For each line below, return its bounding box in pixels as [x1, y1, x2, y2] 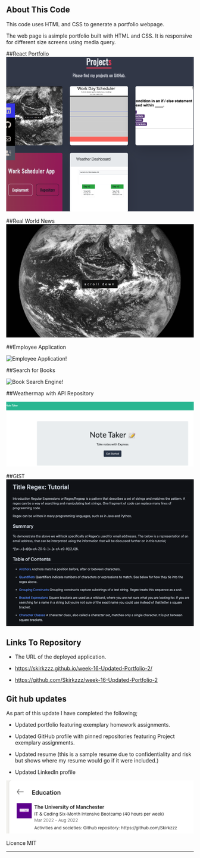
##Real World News [6, 217, 55, 225]
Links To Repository [6, 637, 82, 647]
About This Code [6, 5, 70, 15]
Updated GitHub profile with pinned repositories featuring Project [14, 733, 175, 740]
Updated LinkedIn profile [14, 768, 76, 776]
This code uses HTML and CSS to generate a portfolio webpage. [6, 20, 165, 27]
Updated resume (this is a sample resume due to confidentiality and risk [14, 751, 192, 758]
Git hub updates [6, 694, 67, 704]
